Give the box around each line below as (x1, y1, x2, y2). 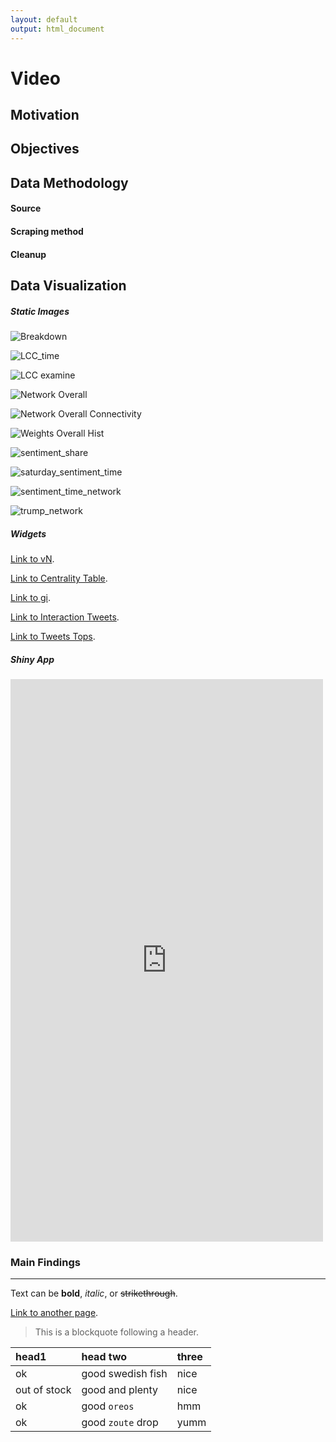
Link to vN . (10, 552, 55, 565)
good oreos (81, 1399, 135, 1413)
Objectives (10, 141, 80, 158)
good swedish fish (81, 1367, 168, 1381)
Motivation (10, 107, 80, 124)
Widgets (10, 527, 47, 540)
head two (81, 1350, 128, 1364)
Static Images (10, 305, 70, 317)
